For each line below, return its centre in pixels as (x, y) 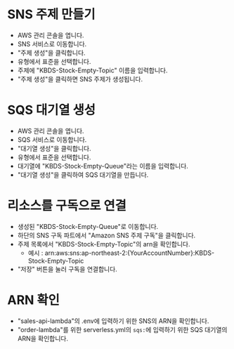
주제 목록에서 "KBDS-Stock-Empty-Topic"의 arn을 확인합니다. (104, 244)
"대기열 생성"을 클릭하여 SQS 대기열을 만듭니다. (83, 174)
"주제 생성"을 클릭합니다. (51, 53)
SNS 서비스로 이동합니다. (52, 44)
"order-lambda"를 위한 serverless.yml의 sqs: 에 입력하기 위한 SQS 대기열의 (122, 329)
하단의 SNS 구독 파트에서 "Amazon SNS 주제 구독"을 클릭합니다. (106, 235)
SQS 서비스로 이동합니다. (52, 139)
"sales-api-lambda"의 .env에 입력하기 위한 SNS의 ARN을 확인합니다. (113, 321)
